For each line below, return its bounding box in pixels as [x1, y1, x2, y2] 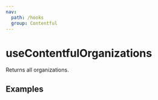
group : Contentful [11, 20, 58, 26]
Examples [5, 84, 44, 94]
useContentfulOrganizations [5, 46, 153, 60]
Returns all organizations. [5, 66, 69, 73]
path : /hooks [11, 15, 44, 21]
